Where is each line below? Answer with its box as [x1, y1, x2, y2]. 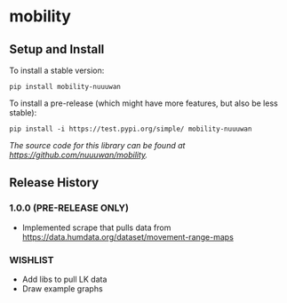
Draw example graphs [21, 283, 104, 294]
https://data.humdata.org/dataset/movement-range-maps [21, 231, 234, 242]
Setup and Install [9, 42, 105, 57]
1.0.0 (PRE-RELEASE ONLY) [9, 202, 129, 214]
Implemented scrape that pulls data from [21, 222, 171, 233]
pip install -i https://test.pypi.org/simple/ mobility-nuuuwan [9, 124, 252, 133]
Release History [9, 175, 100, 190]
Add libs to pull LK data [21, 274, 108, 284]
